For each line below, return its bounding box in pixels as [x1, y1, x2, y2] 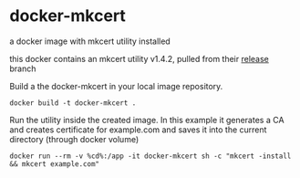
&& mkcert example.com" [9, 159, 100, 169]
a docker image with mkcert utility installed [9, 36, 171, 47]
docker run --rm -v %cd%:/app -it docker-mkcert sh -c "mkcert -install [9, 152, 292, 161]
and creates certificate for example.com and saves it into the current [9, 124, 267, 135]
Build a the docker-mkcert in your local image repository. [9, 80, 223, 91]
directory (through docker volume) [9, 133, 140, 144]
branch [9, 63, 36, 74]
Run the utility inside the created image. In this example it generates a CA [9, 114, 284, 125]
